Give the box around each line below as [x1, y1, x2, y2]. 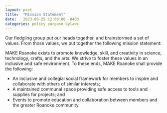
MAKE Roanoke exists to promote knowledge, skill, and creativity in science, [5, 50, 162, 56]
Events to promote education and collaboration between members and [12, 97, 158, 103]
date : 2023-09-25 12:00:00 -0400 [5, 16, 79, 21]
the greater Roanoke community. [12, 102, 80, 108]
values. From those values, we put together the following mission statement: [5, 40, 162, 46]
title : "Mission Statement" [5, 12, 66, 17]
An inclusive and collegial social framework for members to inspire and [12, 75, 159, 81]
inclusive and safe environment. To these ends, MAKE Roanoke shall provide [5, 60, 163, 66]
